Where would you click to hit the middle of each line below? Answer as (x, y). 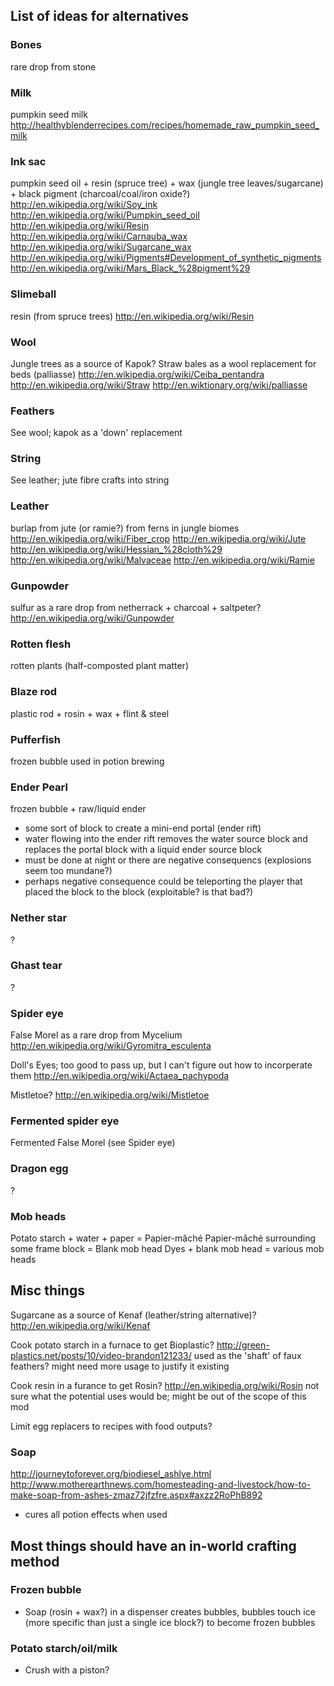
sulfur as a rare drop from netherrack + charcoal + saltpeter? (136, 608)
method (35, 1561)
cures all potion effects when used (96, 1515)
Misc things (47, 1290)
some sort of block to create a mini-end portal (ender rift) (143, 828)
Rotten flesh (41, 644)
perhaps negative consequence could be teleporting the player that (163, 881)
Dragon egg (39, 1169)
